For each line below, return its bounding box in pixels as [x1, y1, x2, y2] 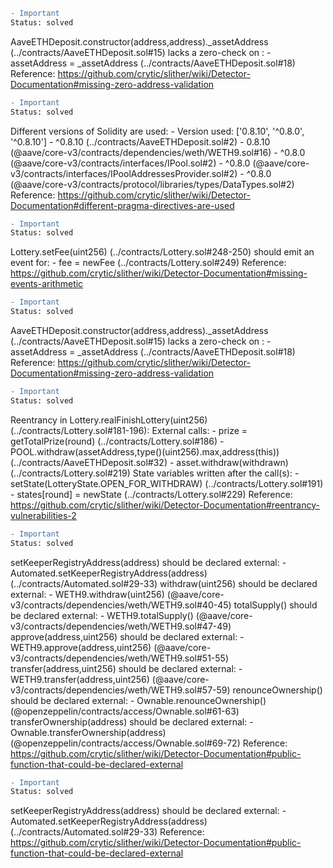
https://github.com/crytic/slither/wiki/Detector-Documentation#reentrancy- [10, 499, 320, 511]
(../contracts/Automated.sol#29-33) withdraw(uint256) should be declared [10, 577, 318, 589]
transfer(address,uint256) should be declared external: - [10, 662, 243, 674]
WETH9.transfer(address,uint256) [10, 673, 150, 685]
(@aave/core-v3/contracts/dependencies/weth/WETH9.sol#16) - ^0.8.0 [10, 146, 306, 158]
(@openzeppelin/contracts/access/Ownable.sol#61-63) [10, 705, 240, 717]
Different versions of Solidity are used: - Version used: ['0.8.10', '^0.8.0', [10, 125, 305, 137]
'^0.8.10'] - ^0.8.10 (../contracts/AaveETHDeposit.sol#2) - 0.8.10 [10, 135, 271, 148]
